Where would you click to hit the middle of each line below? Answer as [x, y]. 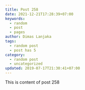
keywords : [15, 18]
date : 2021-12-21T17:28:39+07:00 [39, 14]
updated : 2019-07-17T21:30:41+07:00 [42, 69]
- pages [17, 32]
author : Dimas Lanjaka [28, 37]
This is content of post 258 [32, 82]
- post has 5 [23, 50]
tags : [11, 41]
